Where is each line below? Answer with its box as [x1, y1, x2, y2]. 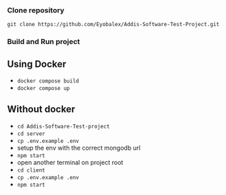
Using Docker [7, 58, 67, 70]
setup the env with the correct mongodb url [16, 144, 141, 152]
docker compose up [16, 85, 70, 92]
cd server [16, 130, 46, 137]
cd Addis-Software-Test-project [16, 123, 110, 130]
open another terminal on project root [16, 158, 124, 166]
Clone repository [7, 5, 65, 15]
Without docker [7, 104, 76, 115]
